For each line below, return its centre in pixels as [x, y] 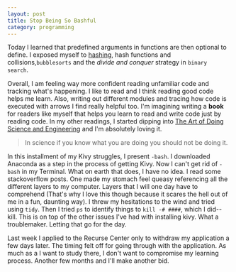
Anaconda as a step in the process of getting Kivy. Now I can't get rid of [113, 164]
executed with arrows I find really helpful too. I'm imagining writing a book [116, 107]
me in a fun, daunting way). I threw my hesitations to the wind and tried [111, 202]
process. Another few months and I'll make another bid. [88, 261]
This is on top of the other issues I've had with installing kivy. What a [119, 217]
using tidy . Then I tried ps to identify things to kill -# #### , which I [106, 210]
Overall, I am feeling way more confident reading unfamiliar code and [108, 84]
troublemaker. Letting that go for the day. [67, 224]
